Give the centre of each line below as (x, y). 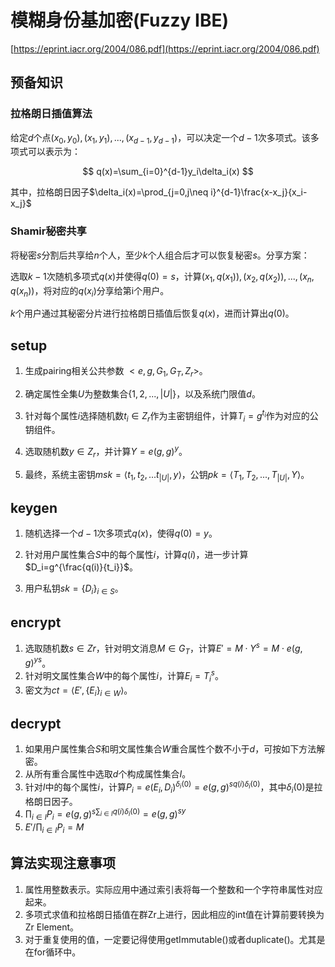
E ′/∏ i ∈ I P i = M (54, 828)
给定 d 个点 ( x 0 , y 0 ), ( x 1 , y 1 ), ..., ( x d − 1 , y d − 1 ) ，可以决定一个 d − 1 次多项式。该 (160, 138)
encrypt (36, 622)
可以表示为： (54, 152)
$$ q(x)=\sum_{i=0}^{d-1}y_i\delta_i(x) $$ (168, 172)
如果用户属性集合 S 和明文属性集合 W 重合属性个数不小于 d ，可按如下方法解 (175, 749)
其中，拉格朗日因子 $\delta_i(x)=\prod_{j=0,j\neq (109, 192)
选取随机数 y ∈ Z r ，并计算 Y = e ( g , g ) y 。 (106, 452)
